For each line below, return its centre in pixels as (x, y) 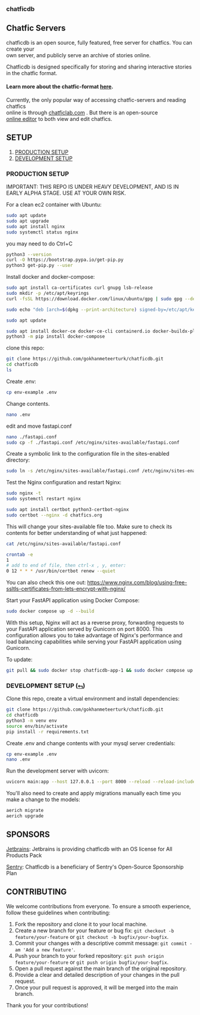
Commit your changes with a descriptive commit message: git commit (101, 943)
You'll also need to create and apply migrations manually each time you (94, 793)
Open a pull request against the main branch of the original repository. (101, 968)
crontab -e (20, 555)
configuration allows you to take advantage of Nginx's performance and (94, 636)
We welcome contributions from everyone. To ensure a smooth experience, (99, 906)
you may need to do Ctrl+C (39, 244)
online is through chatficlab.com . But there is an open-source (82, 113)
